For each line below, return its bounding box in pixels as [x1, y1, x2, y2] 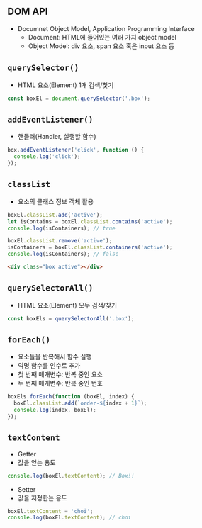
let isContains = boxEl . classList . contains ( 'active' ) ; [7, 218, 173, 225]
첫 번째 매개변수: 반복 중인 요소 [17, 370, 103, 378]
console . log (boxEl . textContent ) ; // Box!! [7, 472, 135, 479]
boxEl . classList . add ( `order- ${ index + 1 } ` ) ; [13, 400, 147, 407]
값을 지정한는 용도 [17, 493, 67, 502]
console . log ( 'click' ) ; [13, 153, 81, 160]
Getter [17, 449, 37, 458]
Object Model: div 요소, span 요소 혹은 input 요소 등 [28, 42, 175, 50]
